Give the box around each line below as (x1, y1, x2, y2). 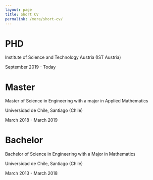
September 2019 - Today (5, 64, 56, 70)
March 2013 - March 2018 (5, 170, 58, 177)
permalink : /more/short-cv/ (5, 16, 63, 21)
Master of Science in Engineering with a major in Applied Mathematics (5, 98, 149, 104)
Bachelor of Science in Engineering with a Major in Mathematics (5, 151, 136, 157)
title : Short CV (5, 12, 39, 17)
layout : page (5, 7, 32, 12)
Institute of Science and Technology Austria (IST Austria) (5, 54, 121, 60)
